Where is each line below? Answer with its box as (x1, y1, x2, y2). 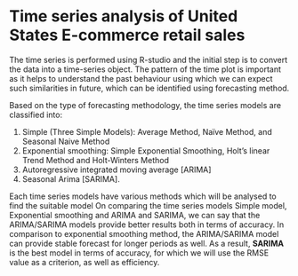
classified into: (9, 109, 63, 120)
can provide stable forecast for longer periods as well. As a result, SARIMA (9, 238, 285, 248)
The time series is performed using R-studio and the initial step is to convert (9, 54, 288, 65)
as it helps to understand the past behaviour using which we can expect (9, 73, 273, 83)
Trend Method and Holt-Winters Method (21, 154, 169, 165)
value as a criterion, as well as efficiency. (9, 256, 160, 267)
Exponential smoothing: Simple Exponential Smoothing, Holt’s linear (21, 145, 270, 156)
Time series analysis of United (9, 6, 238, 27)
